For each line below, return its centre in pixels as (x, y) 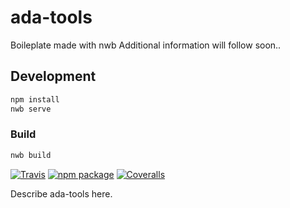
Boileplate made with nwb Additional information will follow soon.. (146, 45)
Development (53, 76)
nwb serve (31, 109)
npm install (35, 99)
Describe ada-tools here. (61, 193)
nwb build (31, 155)
